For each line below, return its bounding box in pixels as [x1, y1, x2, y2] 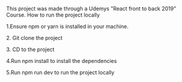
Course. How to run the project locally [6, 11, 100, 18]
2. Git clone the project [6, 34, 63, 41]
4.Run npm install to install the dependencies [6, 58, 117, 64]
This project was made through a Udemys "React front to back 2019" [6, 5, 177, 12]
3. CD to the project [6, 46, 55, 53]
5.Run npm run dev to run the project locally [6, 69, 115, 76]
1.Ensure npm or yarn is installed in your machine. [6, 23, 129, 30]
